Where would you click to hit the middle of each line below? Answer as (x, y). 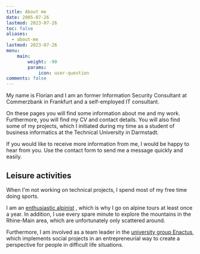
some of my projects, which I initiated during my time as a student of (90, 126)
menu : (13, 51)
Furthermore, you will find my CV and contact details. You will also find (93, 120)
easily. (14, 157)
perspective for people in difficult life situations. (65, 244)
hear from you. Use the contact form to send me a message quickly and (95, 151)
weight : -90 (43, 62)
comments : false (26, 78)
